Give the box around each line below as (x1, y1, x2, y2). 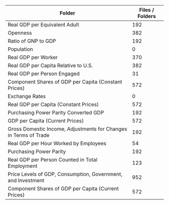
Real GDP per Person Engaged (8, 70, 80, 77)
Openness (8, 30, 32, 36)
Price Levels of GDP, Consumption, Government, (8, 171, 123, 177)
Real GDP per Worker (8, 54, 58, 61)
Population (8, 46, 33, 52)
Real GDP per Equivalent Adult (8, 21, 79, 28)
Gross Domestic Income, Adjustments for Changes (8, 126, 127, 132)
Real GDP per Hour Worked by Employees (8, 140, 107, 147)
